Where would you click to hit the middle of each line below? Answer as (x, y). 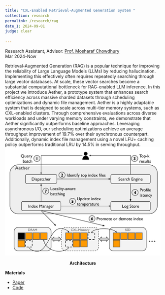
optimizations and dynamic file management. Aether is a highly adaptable (80, 103)
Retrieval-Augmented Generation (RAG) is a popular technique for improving (82, 66)
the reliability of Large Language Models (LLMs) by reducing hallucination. (81, 71)
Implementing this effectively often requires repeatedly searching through (80, 76)
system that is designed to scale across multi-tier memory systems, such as (82, 108)
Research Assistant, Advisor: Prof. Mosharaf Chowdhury (62, 51)
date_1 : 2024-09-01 (25, 26)
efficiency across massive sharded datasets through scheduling (70, 97)
